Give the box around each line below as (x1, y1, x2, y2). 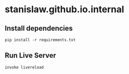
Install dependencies (5, 24, 73, 33)
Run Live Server (5, 51, 57, 60)
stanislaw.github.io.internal (5, 4, 124, 15)
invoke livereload (5, 65, 44, 70)
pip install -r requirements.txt (5, 37, 76, 42)
